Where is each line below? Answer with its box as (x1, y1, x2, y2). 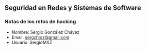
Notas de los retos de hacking (4, 18, 76, 25)
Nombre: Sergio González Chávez (11, 29, 80, 35)
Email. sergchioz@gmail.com (11, 34, 70, 40)
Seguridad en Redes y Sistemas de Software (4, 4, 142, 12)
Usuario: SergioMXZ (11, 39, 52, 45)
